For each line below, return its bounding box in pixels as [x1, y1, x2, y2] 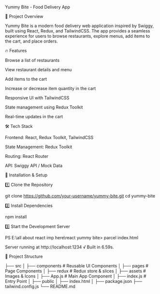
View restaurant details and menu [5, 67, 72, 72]
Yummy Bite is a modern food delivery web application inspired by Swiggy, [5, 23, 154, 29]
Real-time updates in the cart [5, 114, 63, 119]
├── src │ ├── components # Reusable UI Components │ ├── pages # [5, 263, 149, 268]
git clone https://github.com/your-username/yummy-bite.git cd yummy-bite [5, 193, 156, 199]
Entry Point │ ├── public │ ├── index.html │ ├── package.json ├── [5, 279, 143, 284]
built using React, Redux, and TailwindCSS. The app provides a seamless [5, 28, 150, 33]
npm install [5, 214, 27, 219]
